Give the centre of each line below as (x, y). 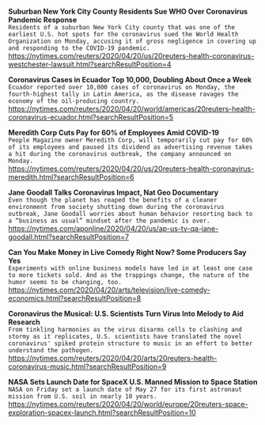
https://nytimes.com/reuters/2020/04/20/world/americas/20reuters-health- (132, 109)
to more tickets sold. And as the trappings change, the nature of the (129, 275)
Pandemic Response (43, 20)
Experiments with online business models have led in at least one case (131, 268)
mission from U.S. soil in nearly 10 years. (83, 397)
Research (25, 322)
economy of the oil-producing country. (74, 101)
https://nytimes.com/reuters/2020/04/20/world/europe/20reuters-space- (128, 404)
